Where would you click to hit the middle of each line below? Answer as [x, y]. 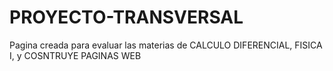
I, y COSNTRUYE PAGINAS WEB [75, 55]
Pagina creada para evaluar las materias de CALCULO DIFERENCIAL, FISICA [166, 45]
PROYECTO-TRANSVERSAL [126, 17]
